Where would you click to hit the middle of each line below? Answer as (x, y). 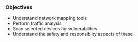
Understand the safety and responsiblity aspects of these (73, 34)
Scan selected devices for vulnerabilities (55, 29)
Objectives (19, 7)
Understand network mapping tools (50, 18)
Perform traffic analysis (37, 23)
